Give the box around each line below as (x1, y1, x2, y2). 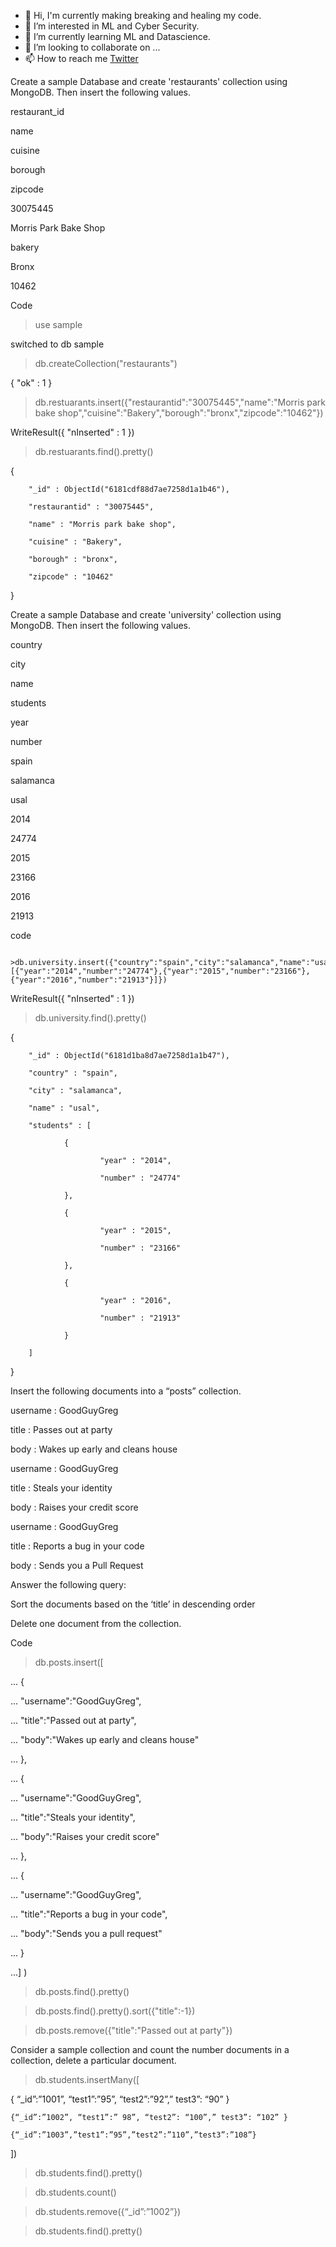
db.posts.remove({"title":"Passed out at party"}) (34, 2025, 233, 2036)
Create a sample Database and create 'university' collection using (10, 609, 282, 620)
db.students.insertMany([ (34, 2074, 140, 2085)
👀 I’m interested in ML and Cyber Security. (24, 20, 200, 32)
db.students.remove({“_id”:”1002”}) (34, 2206, 182, 2217)
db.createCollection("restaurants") (34, 358, 178, 369)
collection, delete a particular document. (10, 2055, 177, 2066)
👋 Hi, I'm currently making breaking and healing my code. (24, 10, 262, 21)
